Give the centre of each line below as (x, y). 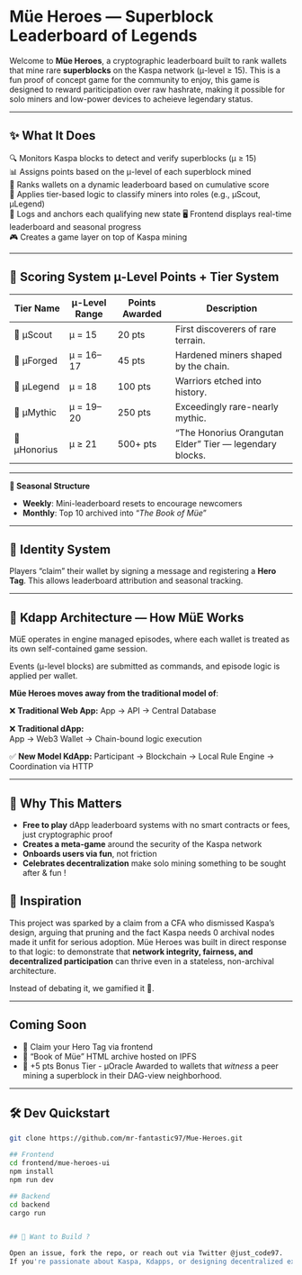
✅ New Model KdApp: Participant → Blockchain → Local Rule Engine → (142, 756)
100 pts (134, 387)
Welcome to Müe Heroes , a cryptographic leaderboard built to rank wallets (148, 60)
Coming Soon (48, 1025)
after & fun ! (44, 873)
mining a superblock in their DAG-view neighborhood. (122, 1075)
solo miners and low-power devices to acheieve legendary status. (131, 99)
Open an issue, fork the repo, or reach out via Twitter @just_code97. (146, 1253)
